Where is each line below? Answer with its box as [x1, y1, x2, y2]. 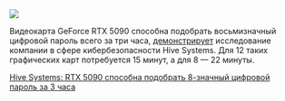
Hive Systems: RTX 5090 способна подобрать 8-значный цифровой [9, 72, 270, 82]
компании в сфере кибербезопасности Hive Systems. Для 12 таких [9, 45, 269, 55]
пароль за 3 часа [9, 81, 76, 92]
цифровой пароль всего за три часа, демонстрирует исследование [9, 35, 271, 46]
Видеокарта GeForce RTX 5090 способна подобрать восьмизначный [9, 26, 277, 36]
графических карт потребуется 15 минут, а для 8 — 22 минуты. [9, 54, 255, 65]
